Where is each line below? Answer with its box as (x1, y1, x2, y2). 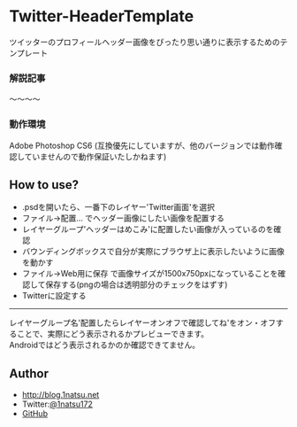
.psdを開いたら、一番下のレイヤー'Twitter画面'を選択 (21, 202, 215, 213)
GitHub (21, 408, 49, 419)
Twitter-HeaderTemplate (9, 6, 194, 27)
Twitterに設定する (21, 291, 87, 301)
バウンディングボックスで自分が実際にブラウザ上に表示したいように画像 (21, 246, 286, 257)
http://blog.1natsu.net (21, 390, 100, 400)
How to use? (9, 177, 80, 192)
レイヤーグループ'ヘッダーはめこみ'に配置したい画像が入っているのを (21, 224, 274, 235)
